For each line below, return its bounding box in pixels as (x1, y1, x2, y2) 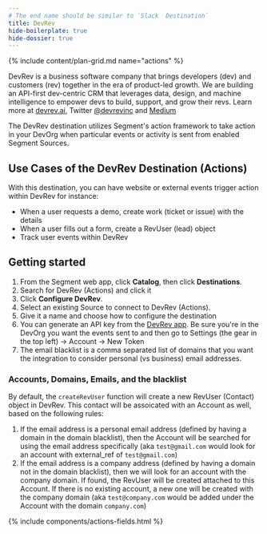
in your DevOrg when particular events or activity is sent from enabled (8, 130, 240, 140)
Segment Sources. (8, 138, 70, 148)
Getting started (8, 256, 86, 269)
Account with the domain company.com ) (19, 501, 147, 511)
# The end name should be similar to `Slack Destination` (8, 11, 209, 20)
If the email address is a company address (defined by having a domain (19, 459, 256, 468)
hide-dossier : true (8, 34, 74, 42)
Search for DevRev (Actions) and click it (19, 285, 152, 295)
